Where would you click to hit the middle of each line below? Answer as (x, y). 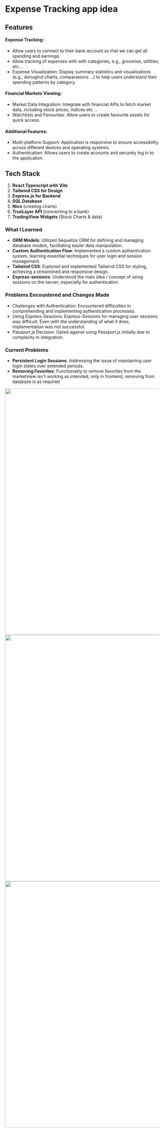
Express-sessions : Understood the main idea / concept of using (78, 277)
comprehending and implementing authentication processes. (74, 311)
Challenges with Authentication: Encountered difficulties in (71, 306)
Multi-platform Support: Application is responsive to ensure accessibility (85, 142)
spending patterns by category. (44, 82)
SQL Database (27, 201)
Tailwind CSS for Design (37, 190)
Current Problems (27, 350)
